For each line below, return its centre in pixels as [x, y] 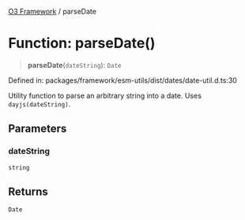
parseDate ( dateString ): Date [74, 65]
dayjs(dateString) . [40, 104]
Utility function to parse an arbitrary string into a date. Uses [105, 95]
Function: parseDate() [82, 43]
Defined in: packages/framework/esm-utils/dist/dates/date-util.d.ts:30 [122, 80]
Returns [28, 192]
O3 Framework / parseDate [53, 11]
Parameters [38, 129]
